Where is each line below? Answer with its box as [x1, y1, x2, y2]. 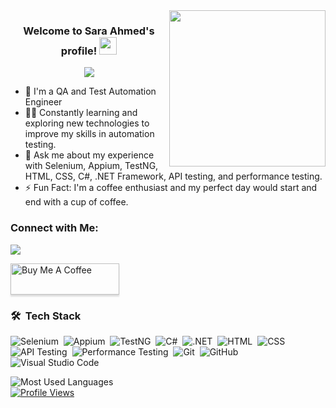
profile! [60, 44, 98, 58]
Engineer [24, 96, 63, 108]
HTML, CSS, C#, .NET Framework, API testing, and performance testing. [24, 170, 323, 183]
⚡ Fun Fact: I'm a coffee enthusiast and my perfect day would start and [24, 182, 318, 194]
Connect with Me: [10, 221, 99, 235]
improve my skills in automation [24, 128, 155, 140]
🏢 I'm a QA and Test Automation [24, 85, 157, 98]
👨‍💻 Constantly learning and [24, 107, 138, 119]
